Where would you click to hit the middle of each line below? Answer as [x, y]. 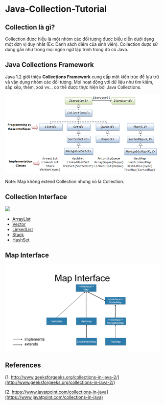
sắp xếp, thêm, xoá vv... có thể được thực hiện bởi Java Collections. [73, 87]
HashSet [21, 240]
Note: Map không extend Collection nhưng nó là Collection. [65, 181]
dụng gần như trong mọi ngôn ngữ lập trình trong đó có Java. [67, 49]
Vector [19, 224]
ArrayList [21, 219]
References [23, 365]
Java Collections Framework [49, 65]
